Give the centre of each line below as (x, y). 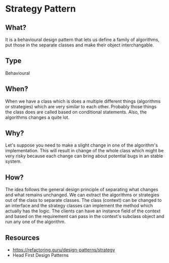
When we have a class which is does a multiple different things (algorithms (83, 101)
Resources (22, 237)
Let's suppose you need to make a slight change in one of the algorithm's (81, 145)
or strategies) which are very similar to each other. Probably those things (81, 106)
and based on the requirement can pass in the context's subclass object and (85, 216)
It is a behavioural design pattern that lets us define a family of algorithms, (82, 39)
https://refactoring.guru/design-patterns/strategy (64, 250)
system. (13, 161)
